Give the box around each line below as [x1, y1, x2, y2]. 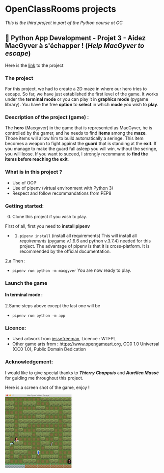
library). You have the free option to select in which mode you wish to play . [5, 102, 159, 108]
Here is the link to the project [5, 62, 64, 68]
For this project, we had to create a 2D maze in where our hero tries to [5, 86, 147, 92]
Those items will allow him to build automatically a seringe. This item [5, 135, 144, 141]
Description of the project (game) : [5, 114, 89, 120]
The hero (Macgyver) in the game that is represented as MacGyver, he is [5, 125, 153, 131]
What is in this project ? [5, 169, 62, 176]
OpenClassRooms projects [5, 3, 116, 15]
